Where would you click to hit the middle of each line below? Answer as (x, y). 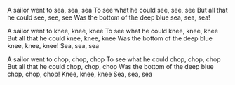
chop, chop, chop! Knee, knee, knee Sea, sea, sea (80, 74)
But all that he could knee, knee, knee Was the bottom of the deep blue (110, 38)
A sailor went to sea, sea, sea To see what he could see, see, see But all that (117, 10)
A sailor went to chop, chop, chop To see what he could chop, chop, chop (114, 59)
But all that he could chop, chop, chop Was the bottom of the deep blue (110, 67)
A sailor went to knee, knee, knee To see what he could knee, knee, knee (113, 31)
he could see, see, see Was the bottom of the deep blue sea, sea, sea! (109, 17)
